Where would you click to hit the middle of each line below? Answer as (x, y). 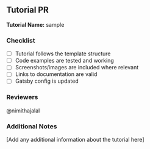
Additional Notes (32, 126)
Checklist (21, 40)
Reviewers (22, 97)
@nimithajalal (23, 110)
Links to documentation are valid (56, 74)
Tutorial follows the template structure (63, 54)
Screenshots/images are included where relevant (77, 68)
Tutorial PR (27, 10)
